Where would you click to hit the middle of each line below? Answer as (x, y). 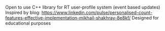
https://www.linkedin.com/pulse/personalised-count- (97, 12)
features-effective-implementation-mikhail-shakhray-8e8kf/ (68, 18)
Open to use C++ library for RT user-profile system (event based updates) (83, 7)
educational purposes (28, 23)
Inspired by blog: (23, 12)
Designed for (145, 18)
